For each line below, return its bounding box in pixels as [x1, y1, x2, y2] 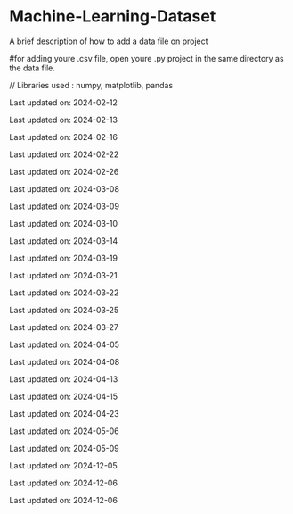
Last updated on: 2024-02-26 [9, 166, 119, 177]
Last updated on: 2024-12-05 [9, 460, 118, 470]
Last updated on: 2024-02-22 [9, 149, 119, 160]
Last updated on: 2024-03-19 [9, 253, 118, 263]
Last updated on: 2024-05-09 [9, 443, 119, 453]
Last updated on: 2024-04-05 [9, 339, 120, 350]
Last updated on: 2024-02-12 [9, 96, 118, 108]
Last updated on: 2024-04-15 [9, 391, 118, 402]
